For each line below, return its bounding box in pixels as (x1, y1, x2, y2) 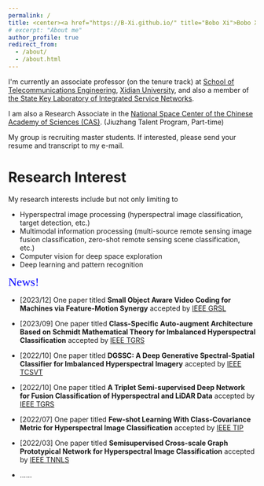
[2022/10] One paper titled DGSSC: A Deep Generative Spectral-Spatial (19, 351, 255, 360)
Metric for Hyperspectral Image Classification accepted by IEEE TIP (19, 422, 244, 433)
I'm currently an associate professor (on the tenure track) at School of (8, 76, 235, 87)
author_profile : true (8, 33, 79, 42)
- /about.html (15, 56, 61, 64)
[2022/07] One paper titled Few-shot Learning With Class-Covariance (19, 414, 251, 424)
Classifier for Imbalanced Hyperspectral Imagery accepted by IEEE (19, 359, 242, 368)
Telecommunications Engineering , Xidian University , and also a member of (8, 85, 249, 94)
